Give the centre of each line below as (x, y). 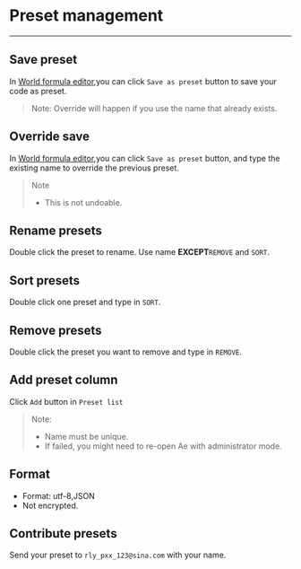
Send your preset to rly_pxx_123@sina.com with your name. (118, 555)
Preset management (86, 16)
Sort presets (45, 280)
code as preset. (38, 91)
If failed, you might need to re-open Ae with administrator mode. (163, 446)
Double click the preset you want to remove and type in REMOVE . (126, 352)
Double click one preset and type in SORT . (85, 302)
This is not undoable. (83, 202)
